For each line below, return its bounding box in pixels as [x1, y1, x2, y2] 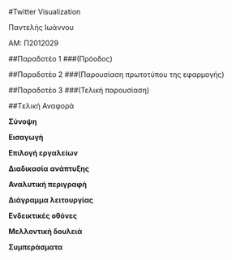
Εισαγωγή [8, 133, 44, 142]
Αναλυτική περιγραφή [8, 180, 88, 189]
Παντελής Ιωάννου [8, 23, 75, 32]
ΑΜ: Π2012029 [8, 38, 59, 48]
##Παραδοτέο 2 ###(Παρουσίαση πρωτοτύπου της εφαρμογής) [8, 70, 225, 79]
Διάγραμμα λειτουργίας [8, 195, 94, 205]
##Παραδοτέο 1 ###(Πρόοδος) [8, 54, 113, 63]
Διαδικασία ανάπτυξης [8, 164, 89, 173]
